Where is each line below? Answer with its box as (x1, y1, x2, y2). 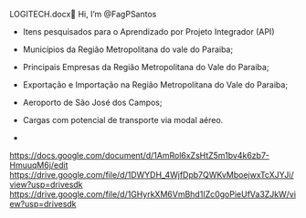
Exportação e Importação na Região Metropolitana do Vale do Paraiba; (22, 79, 289, 90)
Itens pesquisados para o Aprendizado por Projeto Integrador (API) (22, 26, 275, 36)
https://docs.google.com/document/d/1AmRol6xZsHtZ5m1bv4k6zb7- (9, 151, 270, 161)
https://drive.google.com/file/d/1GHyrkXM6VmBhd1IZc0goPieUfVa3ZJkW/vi (9, 189, 297, 200)
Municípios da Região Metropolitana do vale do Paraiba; (22, 44, 234, 55)
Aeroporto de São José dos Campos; (22, 97, 163, 108)
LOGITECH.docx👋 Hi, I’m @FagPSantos (9, 9, 157, 19)
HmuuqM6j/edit (9, 160, 69, 171)
